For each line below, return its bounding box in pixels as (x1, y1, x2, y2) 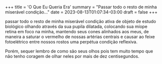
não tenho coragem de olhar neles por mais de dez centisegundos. (5, 53, 140, 59)
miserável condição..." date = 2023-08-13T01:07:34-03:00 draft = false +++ (5, 9, 158, 15)
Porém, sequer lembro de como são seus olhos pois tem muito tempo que (5, 48, 153, 54)
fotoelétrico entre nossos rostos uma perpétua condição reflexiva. (5, 39, 138, 45)
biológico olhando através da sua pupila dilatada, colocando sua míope (5, 24, 147, 29)
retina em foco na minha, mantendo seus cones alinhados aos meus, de (5, 29, 149, 34)
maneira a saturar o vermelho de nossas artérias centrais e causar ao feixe (5, 34, 155, 39)
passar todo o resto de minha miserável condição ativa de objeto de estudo (5, 19, 157, 24)
